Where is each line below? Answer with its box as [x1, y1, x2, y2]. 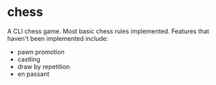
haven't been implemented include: [7, 34, 109, 42]
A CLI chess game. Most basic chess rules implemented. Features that [7, 27, 210, 35]
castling [17, 55, 40, 63]
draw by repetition [17, 62, 70, 70]
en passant [17, 70, 50, 78]
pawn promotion [17, 48, 65, 56]
